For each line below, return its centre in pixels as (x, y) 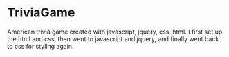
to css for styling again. (40, 46)
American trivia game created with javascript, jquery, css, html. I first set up (115, 32)
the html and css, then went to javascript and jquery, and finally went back (113, 38)
